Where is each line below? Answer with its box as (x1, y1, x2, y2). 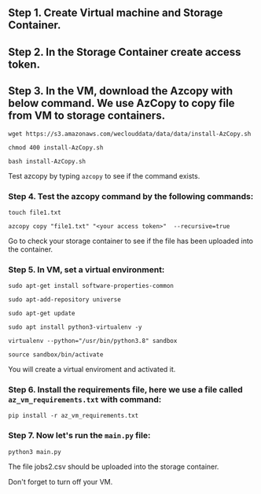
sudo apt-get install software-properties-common (8, 282, 175, 290)
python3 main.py (8, 448, 61, 455)
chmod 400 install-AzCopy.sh (8, 143, 104, 152)
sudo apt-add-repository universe (8, 296, 122, 304)
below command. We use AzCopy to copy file (8, 97, 235, 110)
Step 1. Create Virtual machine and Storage (8, 6, 223, 20)
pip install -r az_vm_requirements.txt (8, 412, 139, 420)
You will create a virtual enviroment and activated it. (8, 365, 176, 374)
